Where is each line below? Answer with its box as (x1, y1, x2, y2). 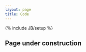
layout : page (5, 7, 31, 12)
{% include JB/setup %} (5, 25, 53, 31)
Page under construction (5, 39, 82, 47)
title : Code (5, 12, 29, 17)
